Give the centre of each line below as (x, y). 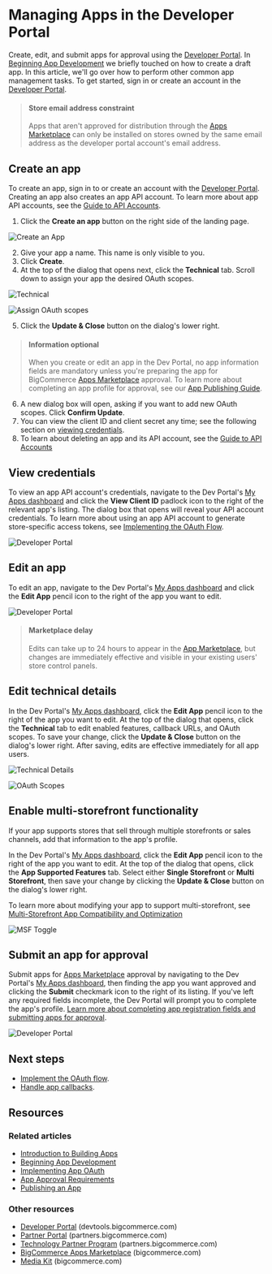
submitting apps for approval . (58, 1017)
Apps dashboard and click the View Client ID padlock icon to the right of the (136, 500)
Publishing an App (51, 1188)
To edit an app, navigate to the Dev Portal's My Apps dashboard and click (132, 587)
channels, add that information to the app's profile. (93, 839)
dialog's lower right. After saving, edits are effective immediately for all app (134, 745)
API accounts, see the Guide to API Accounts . (84, 205)
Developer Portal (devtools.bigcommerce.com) (99, 1227)
